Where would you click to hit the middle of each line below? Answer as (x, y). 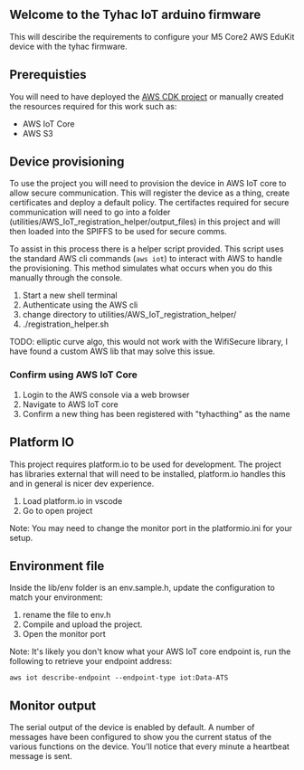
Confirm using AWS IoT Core (73, 375)
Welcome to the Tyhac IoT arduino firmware (135, 15)
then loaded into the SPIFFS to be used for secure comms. (119, 232)
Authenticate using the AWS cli (80, 305)
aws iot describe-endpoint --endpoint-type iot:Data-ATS (119, 678)
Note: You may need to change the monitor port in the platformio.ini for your (151, 528)
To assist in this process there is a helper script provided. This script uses (147, 249)
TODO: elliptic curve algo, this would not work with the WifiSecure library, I (148, 342)
